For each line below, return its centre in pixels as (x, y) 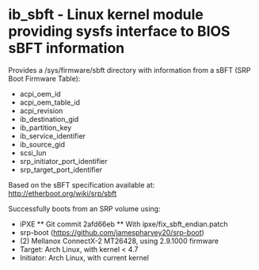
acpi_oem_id (40, 93)
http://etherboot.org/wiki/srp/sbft (63, 193)
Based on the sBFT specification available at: (82, 184)
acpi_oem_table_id (50, 102)
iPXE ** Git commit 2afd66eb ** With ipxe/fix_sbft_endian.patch (124, 224)
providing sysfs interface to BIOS (119, 31)
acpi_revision (41, 110)
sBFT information (67, 48)
